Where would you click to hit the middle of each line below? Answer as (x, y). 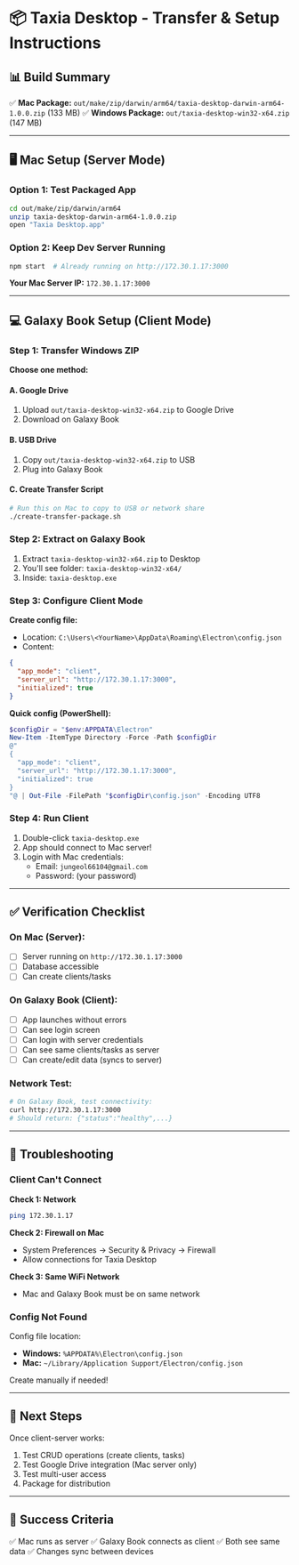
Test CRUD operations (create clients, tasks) (103, 1455)
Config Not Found (48, 1317)
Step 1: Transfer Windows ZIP (74, 351)
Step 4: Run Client (49, 819)
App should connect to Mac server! (87, 847)
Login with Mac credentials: (73, 857)
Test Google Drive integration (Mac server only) (109, 1464)
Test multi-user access (64, 1473)
